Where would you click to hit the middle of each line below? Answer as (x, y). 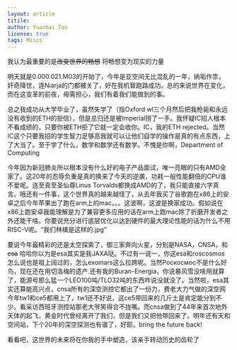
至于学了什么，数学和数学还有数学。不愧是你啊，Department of (131, 145)
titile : (19, 21)
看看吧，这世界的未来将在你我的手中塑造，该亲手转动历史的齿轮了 (103, 340)
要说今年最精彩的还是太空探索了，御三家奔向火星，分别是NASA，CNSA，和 (118, 245)
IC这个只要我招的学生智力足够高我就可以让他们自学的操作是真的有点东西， (116, 136)
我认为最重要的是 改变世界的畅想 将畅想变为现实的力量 (86, 62)
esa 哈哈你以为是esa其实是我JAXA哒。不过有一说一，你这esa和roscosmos (116, 253)
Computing (24, 153)
